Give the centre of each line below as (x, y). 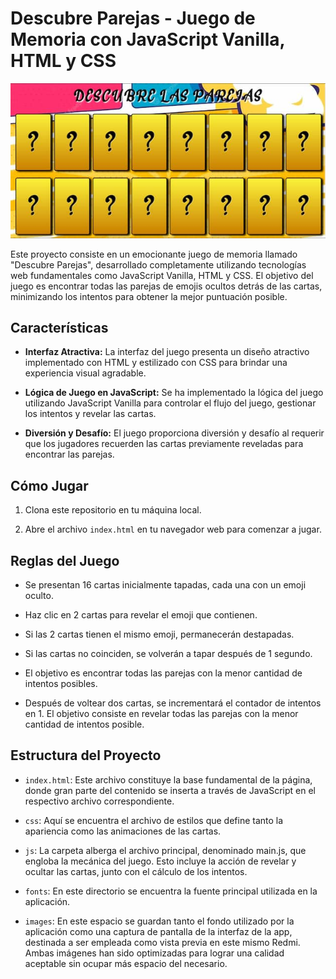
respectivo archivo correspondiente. (99, 801)
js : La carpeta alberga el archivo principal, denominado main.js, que (165, 850)
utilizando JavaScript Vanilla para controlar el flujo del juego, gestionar (170, 403)
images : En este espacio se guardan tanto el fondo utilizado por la (159, 921)
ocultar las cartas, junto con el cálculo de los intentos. (136, 871)
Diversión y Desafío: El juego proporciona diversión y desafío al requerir (174, 433)
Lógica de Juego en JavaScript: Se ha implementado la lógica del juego (174, 393)
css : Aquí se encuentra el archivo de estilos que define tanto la (154, 820)
